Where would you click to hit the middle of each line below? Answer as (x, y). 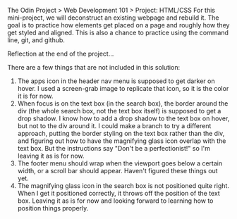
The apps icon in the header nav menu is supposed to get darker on (116, 81)
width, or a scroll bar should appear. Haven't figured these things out (117, 171)
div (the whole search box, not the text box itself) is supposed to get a (119, 111)
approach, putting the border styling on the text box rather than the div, (121, 133)
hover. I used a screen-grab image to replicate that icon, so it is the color (123, 88)
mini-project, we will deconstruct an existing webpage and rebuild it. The (113, 18)
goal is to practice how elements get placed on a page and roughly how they (119, 25)
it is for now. (35, 96)
